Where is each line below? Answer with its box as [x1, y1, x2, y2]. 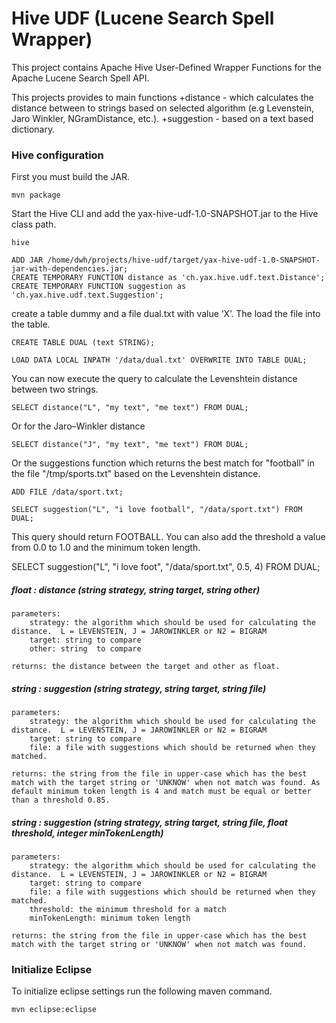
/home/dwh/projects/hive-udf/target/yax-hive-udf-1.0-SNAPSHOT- [47, 255, 321, 266]
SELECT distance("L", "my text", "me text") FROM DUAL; [11, 403, 249, 413]
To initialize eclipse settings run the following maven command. [11, 985, 273, 997]
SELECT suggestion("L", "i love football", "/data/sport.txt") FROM [11, 505, 303, 515]
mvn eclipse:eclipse [11, 1005, 98, 1015]
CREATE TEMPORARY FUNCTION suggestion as [11, 282, 187, 292]
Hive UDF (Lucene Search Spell [11, 7, 275, 30]
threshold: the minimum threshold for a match [29, 905, 227, 915]
